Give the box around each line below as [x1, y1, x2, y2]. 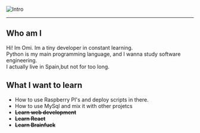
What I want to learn [6, 80, 83, 90]
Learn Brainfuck [14, 121, 56, 128]
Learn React [14, 115, 46, 122]
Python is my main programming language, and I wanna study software [6, 50, 181, 58]
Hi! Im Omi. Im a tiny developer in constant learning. [6, 44, 133, 51]
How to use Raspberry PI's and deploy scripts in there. [14, 96, 149, 103]
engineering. [6, 56, 37, 64]
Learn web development [14, 109, 76, 116]
